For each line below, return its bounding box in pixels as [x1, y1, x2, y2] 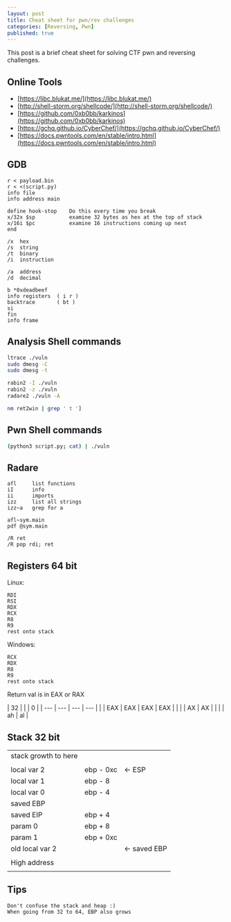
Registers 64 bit [7, 560, 77, 571]
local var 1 [10, 776, 45, 785]
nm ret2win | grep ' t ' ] [7, 405, 82, 412]
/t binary [7, 250, 39, 257]
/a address [7, 268, 41, 275]
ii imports [7, 492, 54, 500]
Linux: [7, 578, 25, 587]
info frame [7, 317, 39, 324]
